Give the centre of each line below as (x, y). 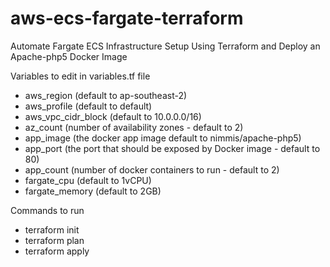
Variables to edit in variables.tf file (80, 76)
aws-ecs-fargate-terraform (127, 18)
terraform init (52, 229)
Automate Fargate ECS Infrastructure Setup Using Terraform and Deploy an (165, 46)
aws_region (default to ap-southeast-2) (106, 95)
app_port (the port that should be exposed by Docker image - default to (172, 148)
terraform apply (57, 251)
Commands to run (47, 210)
